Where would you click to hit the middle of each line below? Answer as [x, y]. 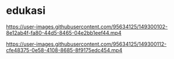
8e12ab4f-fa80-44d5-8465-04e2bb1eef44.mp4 [64, 32]
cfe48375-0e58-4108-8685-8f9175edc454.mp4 [64, 50]
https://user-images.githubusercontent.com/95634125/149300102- [87, 27]
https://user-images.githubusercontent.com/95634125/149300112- [86, 44]
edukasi [26, 11]
